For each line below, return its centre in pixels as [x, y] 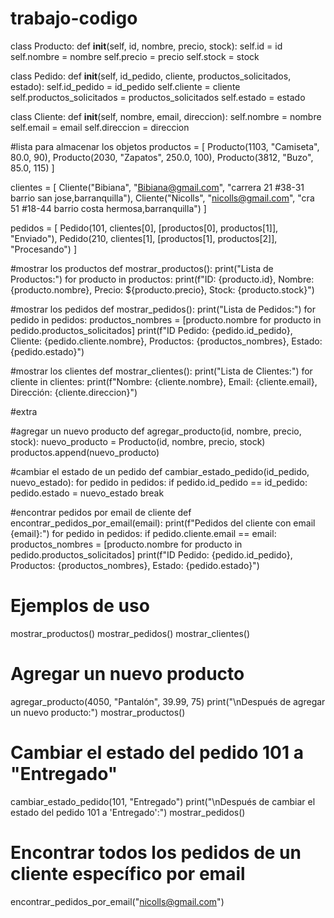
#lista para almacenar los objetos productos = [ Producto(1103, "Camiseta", [165, 146]
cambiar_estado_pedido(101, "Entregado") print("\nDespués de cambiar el [163, 801]
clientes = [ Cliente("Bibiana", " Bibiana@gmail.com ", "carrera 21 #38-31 [157, 187]
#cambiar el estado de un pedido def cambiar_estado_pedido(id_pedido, [160, 471]
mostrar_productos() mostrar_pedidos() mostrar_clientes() [130, 633]
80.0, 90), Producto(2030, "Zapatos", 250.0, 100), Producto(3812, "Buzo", [162, 157]
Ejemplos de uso [80, 606]
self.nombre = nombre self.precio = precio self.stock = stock [135, 56]
